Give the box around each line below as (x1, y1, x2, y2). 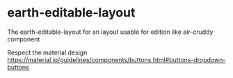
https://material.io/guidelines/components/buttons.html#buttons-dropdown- (7, 55, 226, 64)
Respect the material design (7, 48, 88, 57)
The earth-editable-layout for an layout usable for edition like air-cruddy (7, 28, 214, 36)
